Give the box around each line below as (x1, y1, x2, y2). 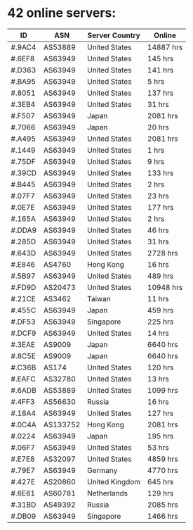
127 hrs (147, 408, 174, 418)
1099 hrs (147, 385, 178, 395)
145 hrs (147, 53, 174, 63)
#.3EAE (11, 339, 36, 349)
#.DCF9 (11, 328, 36, 338)
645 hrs (147, 477, 174, 486)
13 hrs (147, 374, 170, 384)
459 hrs (147, 305, 174, 315)
